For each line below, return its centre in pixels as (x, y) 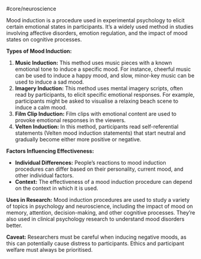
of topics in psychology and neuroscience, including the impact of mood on (100, 206)
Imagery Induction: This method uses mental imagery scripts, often (99, 88)
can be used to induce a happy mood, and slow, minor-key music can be (105, 75)
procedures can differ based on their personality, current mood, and (99, 169)
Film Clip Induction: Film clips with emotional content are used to (96, 114)
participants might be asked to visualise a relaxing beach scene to (97, 101)
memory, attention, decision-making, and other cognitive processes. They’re (101, 212)
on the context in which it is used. (56, 188)
